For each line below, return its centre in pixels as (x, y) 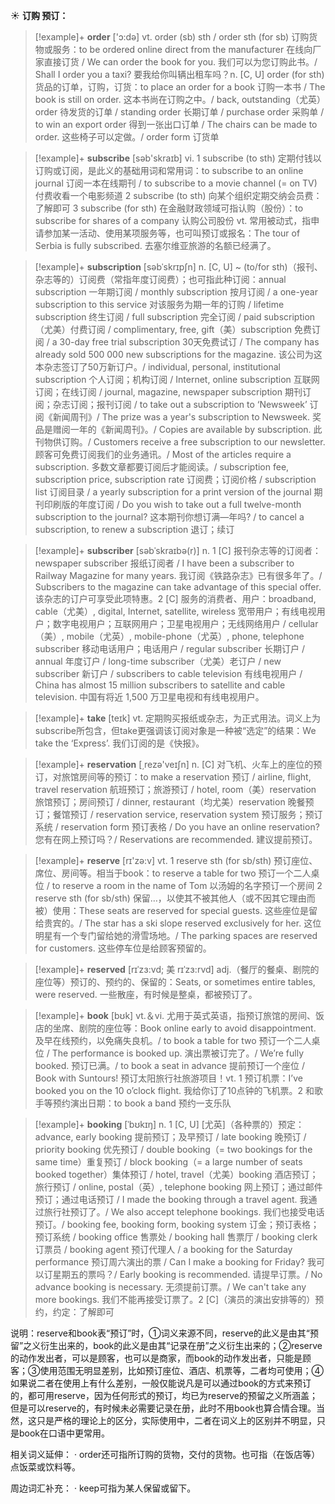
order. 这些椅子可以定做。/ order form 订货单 (127, 137)
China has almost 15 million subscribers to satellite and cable (160, 685)
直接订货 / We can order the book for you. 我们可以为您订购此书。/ (180, 62)
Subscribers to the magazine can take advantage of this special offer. (178, 587)
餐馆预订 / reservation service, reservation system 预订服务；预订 (187, 814)
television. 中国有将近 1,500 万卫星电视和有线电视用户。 (149, 697)
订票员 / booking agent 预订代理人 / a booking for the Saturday (163, 1249)
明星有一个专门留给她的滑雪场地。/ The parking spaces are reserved (176, 935)
